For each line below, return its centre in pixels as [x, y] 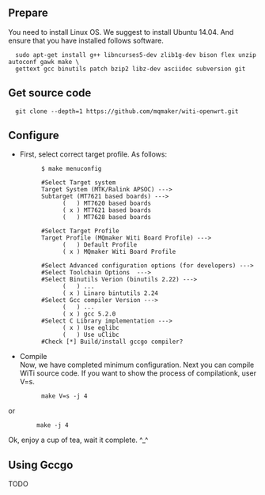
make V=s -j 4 [64, 396]
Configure [34, 136]
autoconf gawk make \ [44, 62]
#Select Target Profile [80, 231]
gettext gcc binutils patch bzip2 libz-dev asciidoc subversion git [131, 69]
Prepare [28, 13]
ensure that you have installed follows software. [86, 40]
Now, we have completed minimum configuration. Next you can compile [137, 365]
